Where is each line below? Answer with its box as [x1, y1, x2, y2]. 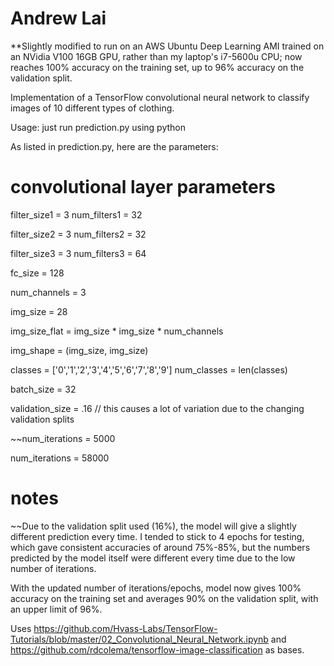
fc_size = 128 [10, 267, 65, 279]
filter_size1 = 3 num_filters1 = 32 [10, 208, 143, 221]
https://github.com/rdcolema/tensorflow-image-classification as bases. [10, 643, 305, 656]
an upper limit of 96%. [10, 603, 103, 615]
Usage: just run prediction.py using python [10, 121, 186, 133]
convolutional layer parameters [10, 176, 276, 199]
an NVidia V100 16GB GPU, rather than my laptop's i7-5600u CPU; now [10, 50, 303, 62]
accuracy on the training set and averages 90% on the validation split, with [10, 592, 319, 604]
